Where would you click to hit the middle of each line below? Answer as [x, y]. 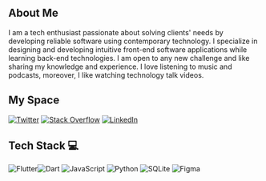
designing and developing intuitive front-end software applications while [128, 49]
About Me [33, 13]
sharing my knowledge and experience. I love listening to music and [120, 66]
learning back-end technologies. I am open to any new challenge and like [129, 58]
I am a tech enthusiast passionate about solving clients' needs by [116, 32]
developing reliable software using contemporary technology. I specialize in [133, 41]
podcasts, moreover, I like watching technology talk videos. [106, 74]
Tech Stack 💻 [44, 146]
